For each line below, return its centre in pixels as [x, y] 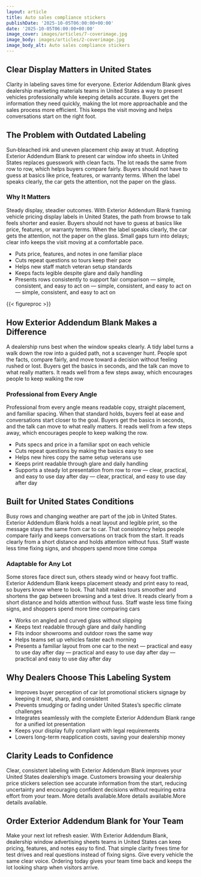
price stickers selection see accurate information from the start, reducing [97, 783]
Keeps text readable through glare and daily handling [80, 627]
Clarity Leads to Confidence [60, 756]
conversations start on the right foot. [52, 116]
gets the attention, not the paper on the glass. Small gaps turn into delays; [97, 236]
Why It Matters [28, 197]
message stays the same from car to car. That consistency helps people [95, 529]
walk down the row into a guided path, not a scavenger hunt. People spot [97, 353]
